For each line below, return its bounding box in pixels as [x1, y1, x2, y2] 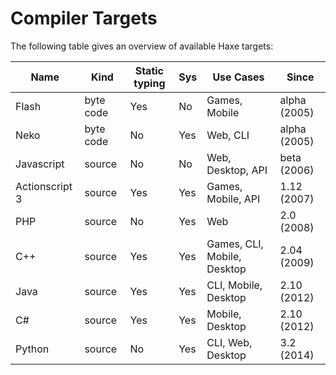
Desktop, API [206, 163, 268, 177]
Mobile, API [206, 192, 261, 206]
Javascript [15, 157, 65, 171]
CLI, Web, [206, 335, 253, 349]
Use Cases [212, 70, 265, 84]
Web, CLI [206, 128, 250, 142]
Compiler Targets [10, 7, 158, 30]
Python [15, 342, 50, 356]
